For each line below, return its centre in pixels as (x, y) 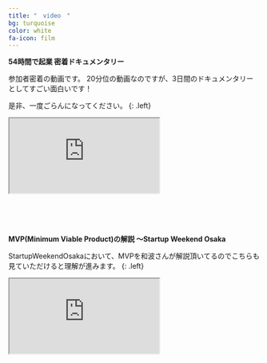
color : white (30, 30)
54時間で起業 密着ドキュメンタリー (66, 62)
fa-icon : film (32, 38)
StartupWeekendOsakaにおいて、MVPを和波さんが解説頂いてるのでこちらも (134, 256)
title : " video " (40, 16)
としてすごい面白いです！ (50, 89)
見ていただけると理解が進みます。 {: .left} (76, 266)
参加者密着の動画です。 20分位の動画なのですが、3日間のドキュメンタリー (131, 79)
